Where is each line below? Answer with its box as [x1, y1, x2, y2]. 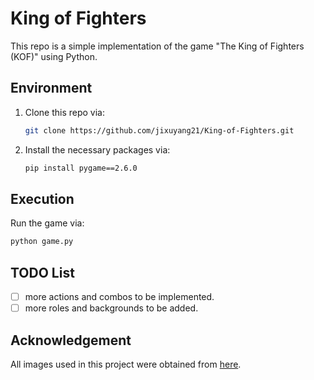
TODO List [10, 264, 75, 281]
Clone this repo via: [24, 106, 106, 118]
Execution [10, 190, 75, 207]
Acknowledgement [10, 332, 132, 349]
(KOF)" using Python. [10, 50, 98, 62]
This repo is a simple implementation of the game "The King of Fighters [10, 40, 305, 52]
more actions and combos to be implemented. [24, 291, 215, 302]
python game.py [10, 237, 74, 247]
